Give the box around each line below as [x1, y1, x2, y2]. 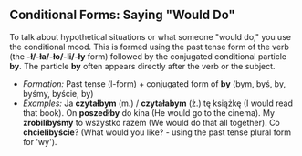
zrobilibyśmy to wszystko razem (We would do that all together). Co [22, 117, 280, 128]
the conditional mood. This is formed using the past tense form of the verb [9, 41, 290, 52]
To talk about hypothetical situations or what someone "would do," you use [9, 31, 292, 42]
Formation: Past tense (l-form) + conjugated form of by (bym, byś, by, [22, 78, 286, 89]
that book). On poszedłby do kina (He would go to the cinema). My [22, 107, 276, 118]
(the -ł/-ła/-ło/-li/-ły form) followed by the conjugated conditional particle [9, 50, 287, 62]
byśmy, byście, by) [22, 88, 94, 99]
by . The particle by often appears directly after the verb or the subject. [9, 60, 276, 71]
